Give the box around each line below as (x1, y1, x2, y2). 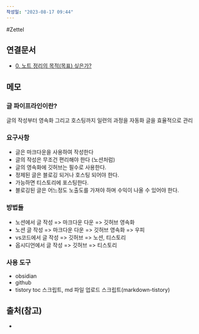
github (15, 279, 32, 286)
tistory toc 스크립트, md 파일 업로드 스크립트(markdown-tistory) (15, 286, 170, 294)
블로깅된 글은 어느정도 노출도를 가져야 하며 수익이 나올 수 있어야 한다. (15, 187, 180, 194)
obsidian (15, 272, 37, 280)
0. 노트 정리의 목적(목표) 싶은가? (15, 62, 92, 70)
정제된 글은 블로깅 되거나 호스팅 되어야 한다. (15, 172, 120, 179)
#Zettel (6, 26, 24, 33)
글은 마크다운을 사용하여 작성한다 (15, 148, 94, 156)
